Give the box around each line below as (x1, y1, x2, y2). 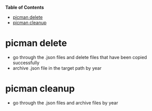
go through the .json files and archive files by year (12, 99, 118, 106)
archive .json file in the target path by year (12, 65, 102, 71)
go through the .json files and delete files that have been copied (12, 54, 147, 60)
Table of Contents (5, 5, 44, 10)
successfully (12, 60, 40, 66)
